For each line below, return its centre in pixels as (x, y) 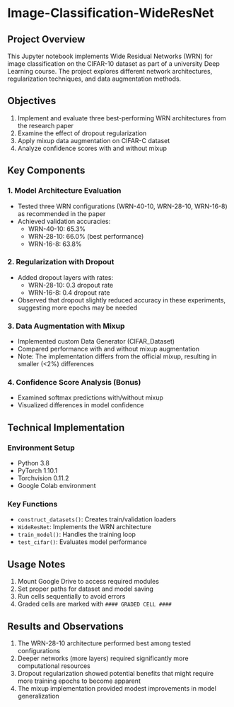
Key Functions (33, 504)
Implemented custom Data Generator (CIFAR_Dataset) (96, 341)
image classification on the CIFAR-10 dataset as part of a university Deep (114, 64)
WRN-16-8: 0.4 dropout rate (69, 293)
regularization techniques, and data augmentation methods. (94, 79)
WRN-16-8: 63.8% (55, 244)
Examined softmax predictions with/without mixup (90, 397)
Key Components (46, 170)
